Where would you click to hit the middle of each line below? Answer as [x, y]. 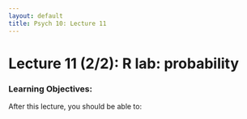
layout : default [36, 16]
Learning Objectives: [51, 88]
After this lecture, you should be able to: [75, 106]
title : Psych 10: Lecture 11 [57, 23]
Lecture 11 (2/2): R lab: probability [124, 64]
